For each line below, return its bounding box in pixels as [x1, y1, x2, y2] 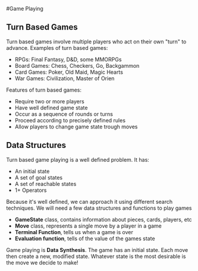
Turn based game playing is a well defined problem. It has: [6, 156, 150, 163]
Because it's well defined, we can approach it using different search [6, 198, 173, 205]
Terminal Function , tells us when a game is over [14, 228, 134, 235]
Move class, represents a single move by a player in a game [14, 222, 162, 229]
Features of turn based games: [6, 86, 82, 93]
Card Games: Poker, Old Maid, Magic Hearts [14, 68, 124, 75]
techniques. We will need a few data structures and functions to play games [6, 204, 192, 212]
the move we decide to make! [6, 259, 78, 266]
